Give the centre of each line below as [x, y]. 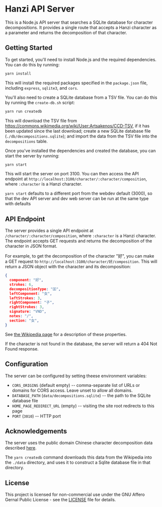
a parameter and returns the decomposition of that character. [66, 32]
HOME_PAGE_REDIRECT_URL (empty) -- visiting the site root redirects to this [83, 406]
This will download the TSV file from [41, 121]
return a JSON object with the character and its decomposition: [68, 267]
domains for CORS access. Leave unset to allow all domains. [72, 390]
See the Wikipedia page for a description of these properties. [66, 334]
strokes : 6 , [22, 284]
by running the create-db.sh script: [40, 102]
